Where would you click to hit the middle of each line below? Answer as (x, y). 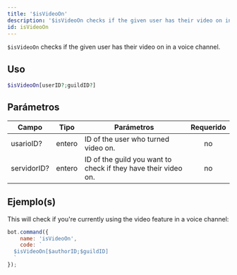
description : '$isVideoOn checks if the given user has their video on (115, 20)
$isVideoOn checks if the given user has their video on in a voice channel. (114, 47)
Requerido (208, 127)
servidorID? (30, 168)
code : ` (31, 245)
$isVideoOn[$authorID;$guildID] (61, 252)
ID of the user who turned (127, 139)
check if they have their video (133, 168)
